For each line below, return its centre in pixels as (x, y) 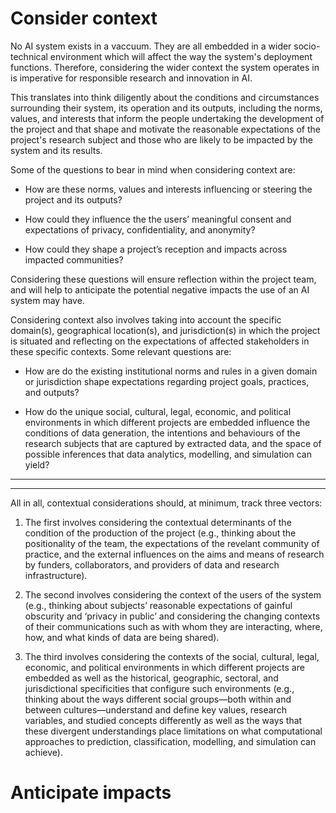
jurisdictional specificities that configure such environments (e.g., (159, 688)
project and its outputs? (73, 199)
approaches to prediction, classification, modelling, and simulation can (170, 741)
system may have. (47, 300)
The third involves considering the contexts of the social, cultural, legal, (172, 656)
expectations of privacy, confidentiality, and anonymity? (140, 229)
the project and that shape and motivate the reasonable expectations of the (165, 129)
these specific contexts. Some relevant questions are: (121, 351)
